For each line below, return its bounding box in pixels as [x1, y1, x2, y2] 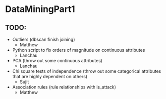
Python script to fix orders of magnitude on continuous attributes [12, 47, 145, 53]
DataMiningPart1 [5, 3, 75, 15]
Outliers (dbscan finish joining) [12, 36, 75, 42]
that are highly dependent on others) [12, 74, 88, 79]
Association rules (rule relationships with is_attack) [12, 84, 116, 90]
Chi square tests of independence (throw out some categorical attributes [12, 68, 161, 74]
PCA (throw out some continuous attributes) [12, 58, 103, 63]
